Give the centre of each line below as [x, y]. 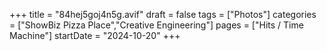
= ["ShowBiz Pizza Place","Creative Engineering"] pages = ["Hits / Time [156, 25]
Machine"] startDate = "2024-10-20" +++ [95, 35]
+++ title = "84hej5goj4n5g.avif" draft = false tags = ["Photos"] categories [163, 14]
